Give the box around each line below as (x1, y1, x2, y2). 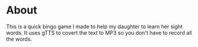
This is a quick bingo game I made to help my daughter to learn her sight (6, 23, 183, 30)
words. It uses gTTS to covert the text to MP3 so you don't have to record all (6, 29, 192, 36)
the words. (6, 35, 33, 42)
